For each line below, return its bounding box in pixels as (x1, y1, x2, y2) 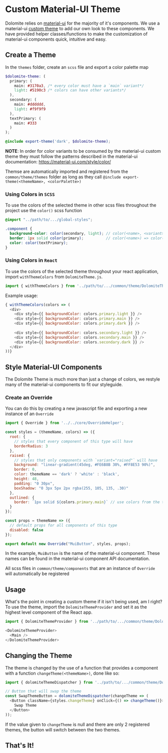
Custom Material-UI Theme (5, 4, 121, 15)
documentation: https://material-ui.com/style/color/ (5, 159, 111, 164)
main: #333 (14, 121, 37, 126)
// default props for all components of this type (9, 523, 117, 528)
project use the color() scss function (5, 208, 82, 214)
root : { (9, 434, 26, 439)
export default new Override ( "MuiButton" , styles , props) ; (5, 541, 131, 546)
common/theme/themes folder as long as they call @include (5, 174, 121, 179)
